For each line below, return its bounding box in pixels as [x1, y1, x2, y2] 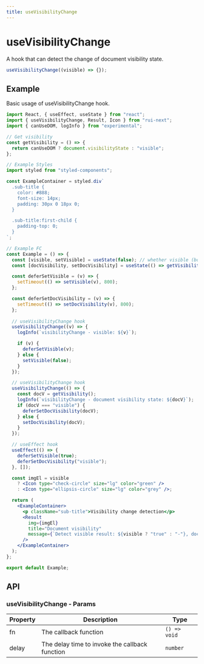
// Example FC [6, 245, 42, 252]
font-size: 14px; [17, 195, 61, 201]
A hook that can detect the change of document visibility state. [6, 55, 164, 63]
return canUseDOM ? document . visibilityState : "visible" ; [12, 145, 165, 151]
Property [9, 615, 36, 624]
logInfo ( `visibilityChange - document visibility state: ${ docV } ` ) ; [17, 397, 194, 403]
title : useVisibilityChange [6, 9, 78, 15]
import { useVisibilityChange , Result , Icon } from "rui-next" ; [6, 117, 172, 123]
